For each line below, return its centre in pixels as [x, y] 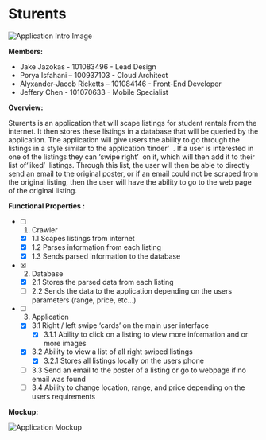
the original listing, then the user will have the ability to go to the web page [130, 182]
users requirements [64, 396]
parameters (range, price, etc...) [84, 300]
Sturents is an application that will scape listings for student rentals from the [133, 123]
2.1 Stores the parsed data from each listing [102, 282]
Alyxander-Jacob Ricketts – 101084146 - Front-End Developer [121, 84]
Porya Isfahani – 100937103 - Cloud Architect [94, 75]
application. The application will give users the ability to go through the [124, 139]
